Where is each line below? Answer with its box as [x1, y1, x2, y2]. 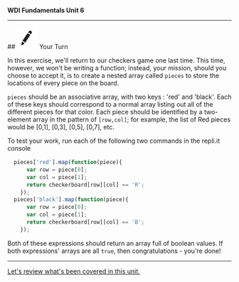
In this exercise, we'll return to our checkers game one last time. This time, [7, 56, 225, 65]
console [7, 144, 31, 152]
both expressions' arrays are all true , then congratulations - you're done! [7, 246, 222, 255]
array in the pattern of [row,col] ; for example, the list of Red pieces [32, 115, 231, 124]
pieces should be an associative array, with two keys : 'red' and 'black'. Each [7, 92, 232, 101]
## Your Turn [7, 43, 69, 50]
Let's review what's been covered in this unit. [7, 266, 140, 276]
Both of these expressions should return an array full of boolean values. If [7, 239, 223, 247]
